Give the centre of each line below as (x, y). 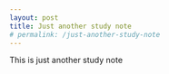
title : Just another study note (70, 26)
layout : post (34, 18)
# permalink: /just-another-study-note (85, 34)
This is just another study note (66, 60)
